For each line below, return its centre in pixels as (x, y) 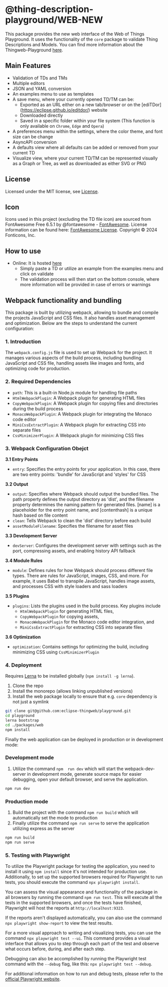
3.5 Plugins (17, 596)
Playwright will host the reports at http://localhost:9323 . (65, 908)
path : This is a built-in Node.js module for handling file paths (75, 392)
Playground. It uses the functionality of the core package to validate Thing (81, 39)
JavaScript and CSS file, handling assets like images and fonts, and (75, 363)
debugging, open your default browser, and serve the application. (80, 779)
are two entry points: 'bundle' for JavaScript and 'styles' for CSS (79, 474)
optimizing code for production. (38, 369)
